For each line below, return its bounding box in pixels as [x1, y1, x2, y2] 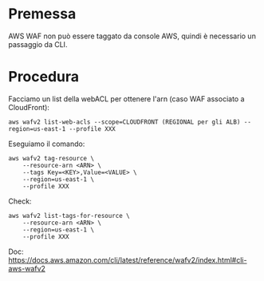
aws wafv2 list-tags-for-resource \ [8, 212, 130, 220]
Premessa [8, 5, 77, 23]
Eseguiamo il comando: [8, 139, 85, 148]
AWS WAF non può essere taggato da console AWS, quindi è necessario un [8, 31, 257, 41]
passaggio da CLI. [8, 39, 68, 49]
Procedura [8, 68, 80, 86]
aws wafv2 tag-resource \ [8, 154, 94, 162]
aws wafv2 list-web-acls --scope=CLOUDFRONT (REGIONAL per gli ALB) [8, 117, 241, 126]
